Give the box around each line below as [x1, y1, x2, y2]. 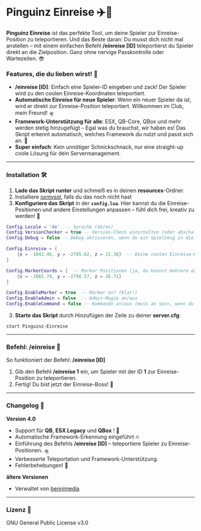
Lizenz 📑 [6, 505, 32, 514]
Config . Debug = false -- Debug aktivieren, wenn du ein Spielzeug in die [6, 235, 194, 241]
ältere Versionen [6, 473, 49, 481]
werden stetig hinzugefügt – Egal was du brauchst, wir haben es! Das [14, 124, 186, 131]
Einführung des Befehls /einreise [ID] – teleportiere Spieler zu [14, 440, 167, 447]
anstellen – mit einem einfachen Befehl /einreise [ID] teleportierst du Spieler [6, 42, 194, 49]
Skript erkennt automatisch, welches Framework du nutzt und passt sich [14, 131, 193, 138]
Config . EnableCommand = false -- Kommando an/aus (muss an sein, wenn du [6, 301, 194, 307]
